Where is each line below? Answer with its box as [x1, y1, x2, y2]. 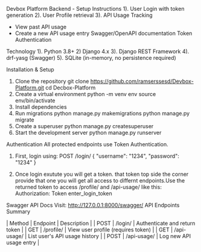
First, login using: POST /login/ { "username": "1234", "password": [14, 152, 180, 160]
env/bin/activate [14, 97, 56, 104]
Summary [6, 208, 31, 215]
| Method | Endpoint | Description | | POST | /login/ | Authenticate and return [6, 220, 196, 227]
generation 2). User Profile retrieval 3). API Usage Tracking [6, 11, 153, 19]
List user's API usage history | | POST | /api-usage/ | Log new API [28, 233, 191, 239]
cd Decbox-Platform [45, 84, 96, 91]
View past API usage [14, 24, 67, 30]
